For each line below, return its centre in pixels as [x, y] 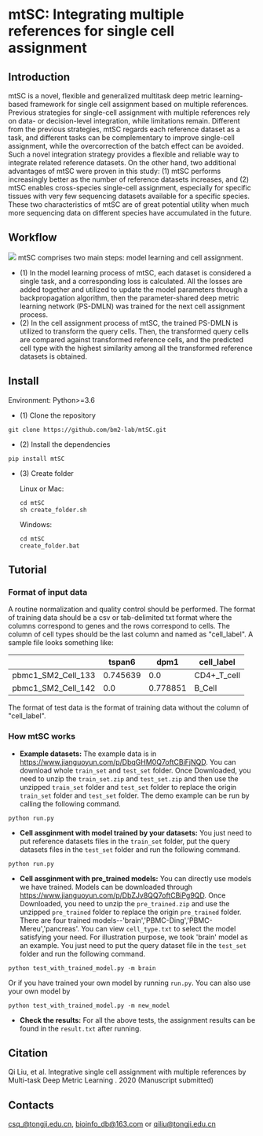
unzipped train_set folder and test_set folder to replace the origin [128, 787]
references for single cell [91, 31]
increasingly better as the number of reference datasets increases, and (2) [129, 179]
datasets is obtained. [53, 356]
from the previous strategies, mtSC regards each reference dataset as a [124, 129]
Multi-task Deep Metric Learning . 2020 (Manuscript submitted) [111, 1080]
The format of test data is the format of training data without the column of [129, 708]
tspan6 [122, 662]
